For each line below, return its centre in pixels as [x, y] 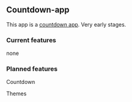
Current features [31, 40]
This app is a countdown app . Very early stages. [66, 24]
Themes [17, 94]
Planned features [32, 69]
